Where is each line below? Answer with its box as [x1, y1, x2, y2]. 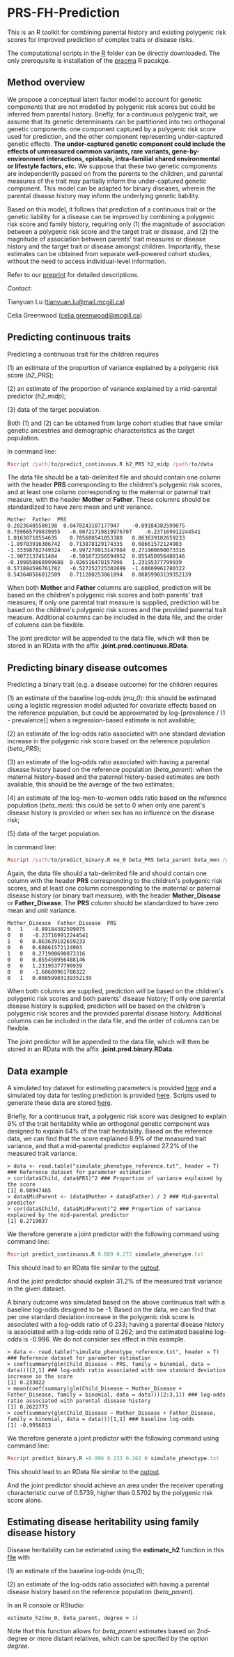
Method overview [7, 77, 86, 89]
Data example [7, 1065, 68, 1077]
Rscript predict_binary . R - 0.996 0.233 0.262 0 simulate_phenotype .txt [7, 1455, 219, 1462]
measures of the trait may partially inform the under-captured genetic [7, 177, 207, 185]
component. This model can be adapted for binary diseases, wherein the [7, 184, 216, 193]
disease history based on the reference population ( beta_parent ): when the [7, 766, 223, 774]
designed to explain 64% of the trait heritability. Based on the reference [7, 1127, 213, 1135]
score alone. [7, 1496, 43, 1504]
